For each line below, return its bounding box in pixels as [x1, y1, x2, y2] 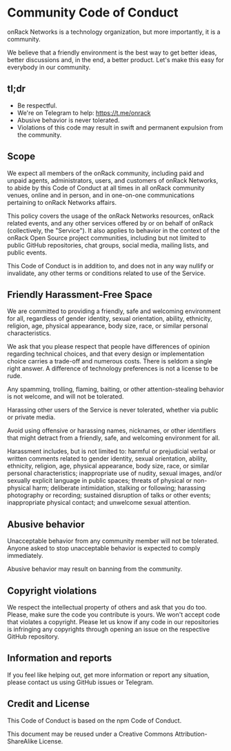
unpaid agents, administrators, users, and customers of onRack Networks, [7, 176, 219, 184]
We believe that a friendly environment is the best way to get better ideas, [7, 48, 217, 57]
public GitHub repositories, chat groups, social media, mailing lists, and [7, 241, 209, 249]
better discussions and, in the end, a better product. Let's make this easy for [7, 55, 224, 63]
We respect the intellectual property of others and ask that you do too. [7, 603, 207, 611]
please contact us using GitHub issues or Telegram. [7, 678, 154, 686]
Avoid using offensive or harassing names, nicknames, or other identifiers [7, 426, 217, 435]
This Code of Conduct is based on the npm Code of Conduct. [7, 716, 182, 725]
